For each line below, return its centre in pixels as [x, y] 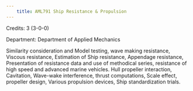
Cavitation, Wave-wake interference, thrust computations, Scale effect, [92, 75]
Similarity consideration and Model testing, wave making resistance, [88, 51]
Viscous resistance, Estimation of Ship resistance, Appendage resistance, [95, 57]
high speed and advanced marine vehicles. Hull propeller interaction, [89, 69]
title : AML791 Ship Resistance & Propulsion [72, 11]
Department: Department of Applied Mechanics [63, 39]
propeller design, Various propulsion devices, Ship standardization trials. [93, 82]
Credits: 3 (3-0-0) [28, 28]
